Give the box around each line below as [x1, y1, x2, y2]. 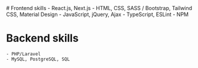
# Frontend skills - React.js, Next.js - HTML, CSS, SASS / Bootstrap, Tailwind [6, 5, 193, 11]
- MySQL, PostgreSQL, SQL [6, 56, 70, 62]
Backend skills [6, 31, 79, 45]
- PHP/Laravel [6, 51, 41, 57]
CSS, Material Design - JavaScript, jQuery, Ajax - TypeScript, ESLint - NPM [6, 11, 189, 18]
